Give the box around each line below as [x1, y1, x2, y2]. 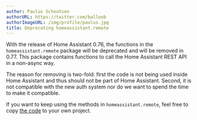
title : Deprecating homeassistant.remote [6, 25, 109, 31]
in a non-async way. [6, 60, 55, 67]
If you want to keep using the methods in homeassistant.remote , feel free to [6, 101, 189, 108]
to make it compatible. [6, 90, 60, 97]
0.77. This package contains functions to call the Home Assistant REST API [6, 53, 187, 60]
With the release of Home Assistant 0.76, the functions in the [6, 41, 153, 48]
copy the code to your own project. [6, 107, 91, 114]
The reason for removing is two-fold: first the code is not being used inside [6, 71, 188, 78]
